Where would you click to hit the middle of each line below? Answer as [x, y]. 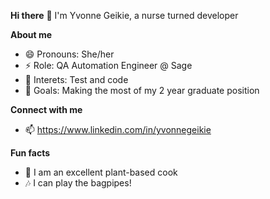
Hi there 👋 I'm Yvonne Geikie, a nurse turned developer [124, 15]
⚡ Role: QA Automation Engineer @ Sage [108, 65]
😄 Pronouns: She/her [69, 54]
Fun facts [30, 153]
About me [31, 34]
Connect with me [46, 109]
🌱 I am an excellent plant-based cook [101, 172]
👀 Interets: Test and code [76, 79]
